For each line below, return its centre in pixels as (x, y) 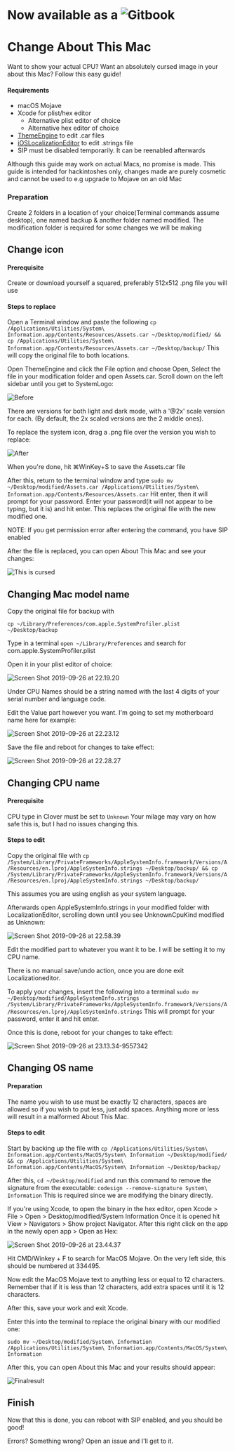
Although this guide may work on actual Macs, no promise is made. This (112, 164)
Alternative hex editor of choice (73, 128)
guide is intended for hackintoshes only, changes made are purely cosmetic (117, 171)
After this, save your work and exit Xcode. (68, 1308)
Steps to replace (32, 306)
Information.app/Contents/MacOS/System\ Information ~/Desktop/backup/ (114, 1167)
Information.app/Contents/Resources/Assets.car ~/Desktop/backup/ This (113, 348)
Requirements (28, 90)
